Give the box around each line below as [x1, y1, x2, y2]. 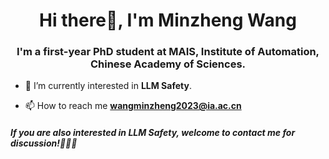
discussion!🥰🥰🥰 [10, 137, 78, 149]
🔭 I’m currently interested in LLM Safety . [24, 80, 192, 92]
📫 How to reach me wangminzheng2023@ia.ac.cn [24, 100, 242, 112]
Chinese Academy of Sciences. [89, 57, 247, 71]
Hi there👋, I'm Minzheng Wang [39, 9, 297, 32]
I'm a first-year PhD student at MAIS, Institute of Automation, [16, 45, 320, 59]
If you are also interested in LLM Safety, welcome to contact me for [10, 127, 296, 139]
